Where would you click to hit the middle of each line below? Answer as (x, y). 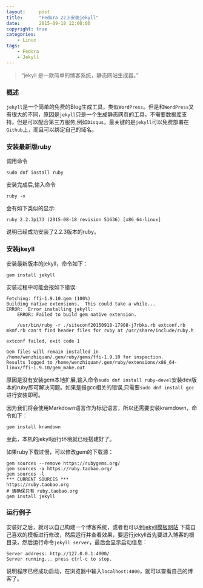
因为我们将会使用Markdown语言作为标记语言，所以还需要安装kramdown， (99, 408)
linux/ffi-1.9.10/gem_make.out (46, 367)
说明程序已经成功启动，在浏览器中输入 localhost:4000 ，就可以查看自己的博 (100, 571)
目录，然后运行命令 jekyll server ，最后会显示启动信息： (77, 542)
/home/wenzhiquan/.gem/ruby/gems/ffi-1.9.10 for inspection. (85, 357)
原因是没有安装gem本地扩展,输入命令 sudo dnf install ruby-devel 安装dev (99, 380)
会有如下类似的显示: (31, 208)
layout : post (28, 12)
